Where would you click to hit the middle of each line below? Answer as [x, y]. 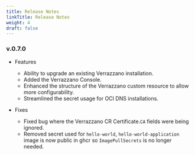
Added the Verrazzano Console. [62, 79]
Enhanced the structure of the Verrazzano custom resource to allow [106, 86]
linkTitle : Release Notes [38, 17]
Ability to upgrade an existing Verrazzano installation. [88, 73]
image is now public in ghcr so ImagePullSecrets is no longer [97, 140]
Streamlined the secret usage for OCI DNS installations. [91, 98]
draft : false [22, 28]
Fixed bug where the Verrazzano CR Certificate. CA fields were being [106, 121]
